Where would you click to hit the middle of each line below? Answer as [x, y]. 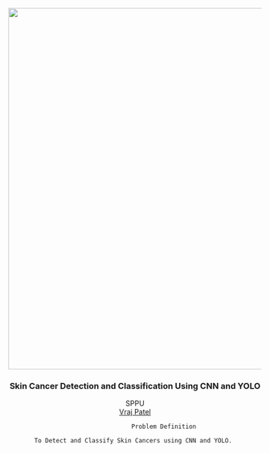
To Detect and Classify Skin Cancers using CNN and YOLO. [133, 441]
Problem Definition [164, 427]
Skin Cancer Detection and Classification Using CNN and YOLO [135, 386]
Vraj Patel [135, 412]
